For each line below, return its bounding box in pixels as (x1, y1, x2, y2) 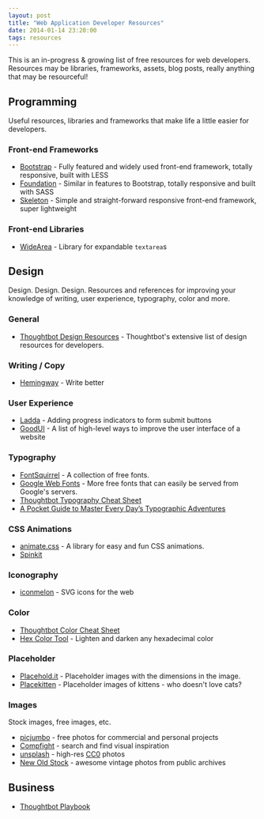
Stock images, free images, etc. (8, 717, 111, 727)
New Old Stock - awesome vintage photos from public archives (19, 758, 227, 768)
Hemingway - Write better (19, 378, 105, 387)
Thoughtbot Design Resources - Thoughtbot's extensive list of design (19, 331, 247, 341)
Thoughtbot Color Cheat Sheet (19, 625, 120, 635)
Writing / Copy (8, 360, 66, 371)
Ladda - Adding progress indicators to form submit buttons (19, 416, 212, 425)
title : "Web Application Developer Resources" (8, 19, 164, 27)
